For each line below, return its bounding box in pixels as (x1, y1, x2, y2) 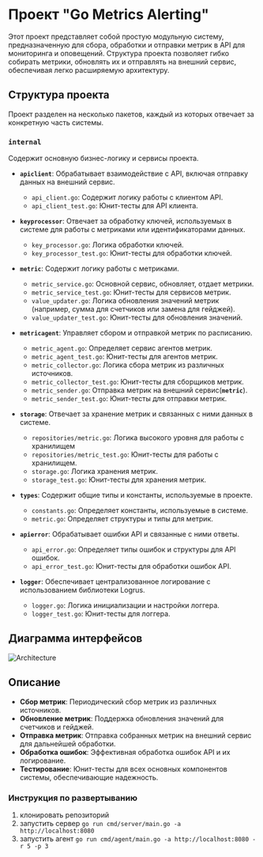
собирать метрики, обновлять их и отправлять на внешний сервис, (8, 57, 237, 66)
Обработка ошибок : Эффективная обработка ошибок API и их (19, 747, 231, 757)
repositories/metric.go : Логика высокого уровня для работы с (31, 433, 245, 442)
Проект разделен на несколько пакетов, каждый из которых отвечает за (8, 109, 254, 119)
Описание (8, 676, 61, 689)
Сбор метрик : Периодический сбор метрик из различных (19, 696, 217, 706)
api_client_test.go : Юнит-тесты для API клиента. (31, 201, 199, 210)
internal (8, 137, 42, 146)
